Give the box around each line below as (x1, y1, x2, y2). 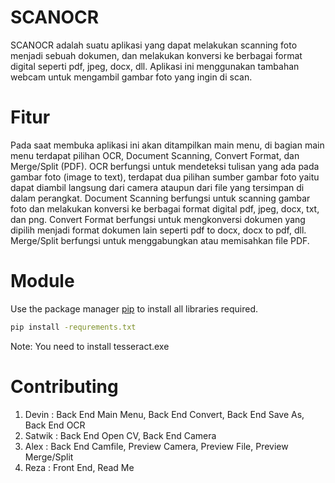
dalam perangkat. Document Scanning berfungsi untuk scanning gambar (10, 192, 311, 204)
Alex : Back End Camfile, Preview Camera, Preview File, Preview (24, 440, 289, 452)
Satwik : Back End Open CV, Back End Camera (24, 429, 217, 441)
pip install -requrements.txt (10, 322, 137, 332)
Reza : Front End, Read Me (24, 461, 135, 473)
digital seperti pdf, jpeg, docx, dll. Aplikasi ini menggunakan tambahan (10, 60, 300, 72)
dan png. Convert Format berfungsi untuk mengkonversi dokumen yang (10, 213, 306, 225)
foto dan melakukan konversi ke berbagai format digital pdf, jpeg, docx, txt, (10, 202, 320, 215)
